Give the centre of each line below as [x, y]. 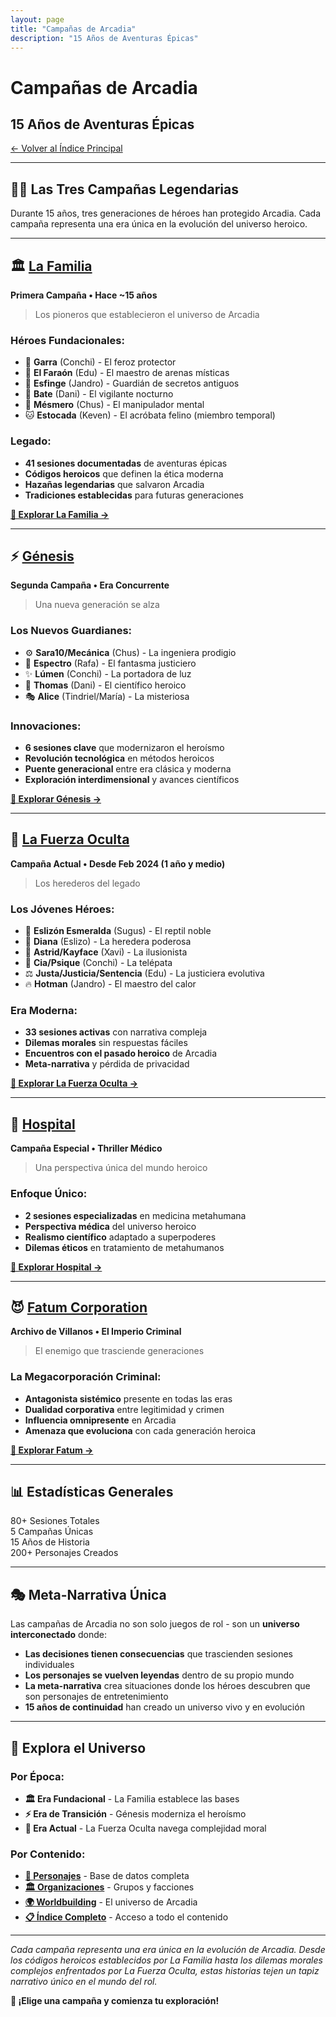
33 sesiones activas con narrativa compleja [116, 1032]
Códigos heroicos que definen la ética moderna [124, 473]
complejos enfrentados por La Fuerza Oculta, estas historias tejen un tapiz [165, 1971]
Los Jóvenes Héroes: [62, 909]
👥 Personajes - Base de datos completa [107, 1876]
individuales [49, 1665]
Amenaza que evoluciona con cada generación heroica [140, 1430]
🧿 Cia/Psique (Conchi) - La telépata [98, 963]
